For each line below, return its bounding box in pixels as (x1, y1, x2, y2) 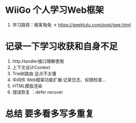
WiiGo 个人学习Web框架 (5, 4, 104, 16)
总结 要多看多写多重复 (5, 108, 94, 120)
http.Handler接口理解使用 (12, 58, 64, 64)
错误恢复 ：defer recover (12, 89, 63, 95)
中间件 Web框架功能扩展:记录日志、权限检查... (12, 77, 106, 82)
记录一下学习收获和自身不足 (5, 41, 118, 52)
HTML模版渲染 (12, 82, 43, 89)
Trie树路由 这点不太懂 (12, 70, 56, 77)
